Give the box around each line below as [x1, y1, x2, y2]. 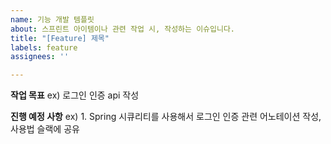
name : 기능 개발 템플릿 [10, 14, 95, 25]
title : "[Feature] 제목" [10, 33, 110, 43]
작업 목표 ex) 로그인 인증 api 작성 [10, 89, 140, 101]
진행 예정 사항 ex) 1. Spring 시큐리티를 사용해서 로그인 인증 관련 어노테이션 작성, [10, 111, 322, 123]
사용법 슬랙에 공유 [10, 123, 80, 135]
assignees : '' [10, 52, 70, 62]
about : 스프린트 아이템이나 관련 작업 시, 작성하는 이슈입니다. [10, 24, 236, 34]
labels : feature [10, 42, 78, 53]
